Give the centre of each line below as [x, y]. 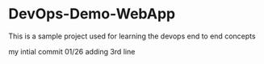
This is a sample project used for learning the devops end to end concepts [132, 36]
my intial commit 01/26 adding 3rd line [72, 51]
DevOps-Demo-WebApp [92, 14]
